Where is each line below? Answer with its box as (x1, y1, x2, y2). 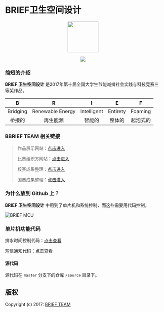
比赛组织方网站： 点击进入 (17, 156, 70, 161)
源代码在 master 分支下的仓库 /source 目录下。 (5, 272, 100, 278)
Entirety (108, 108, 126, 115)
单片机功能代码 (5, 225, 41, 232)
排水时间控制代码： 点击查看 (5, 237, 62, 243)
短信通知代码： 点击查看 (5, 248, 53, 254)
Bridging (7, 108, 28, 115)
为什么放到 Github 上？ (5, 190, 60, 197)
